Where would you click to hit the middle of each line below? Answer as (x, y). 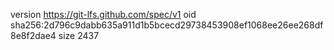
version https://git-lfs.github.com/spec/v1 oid (103, 14)
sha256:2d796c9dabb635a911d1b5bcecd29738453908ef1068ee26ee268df (167, 25)
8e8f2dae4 (33, 35)
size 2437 (79, 35)
